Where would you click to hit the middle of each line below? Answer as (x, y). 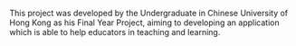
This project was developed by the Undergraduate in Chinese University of (149, 13)
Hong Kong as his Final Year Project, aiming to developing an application (144, 23)
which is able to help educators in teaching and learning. (115, 32)
